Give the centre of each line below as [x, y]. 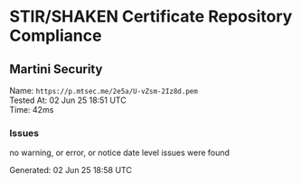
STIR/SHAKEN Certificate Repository [151, 17]
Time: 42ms [32, 110]
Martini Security [56, 69]
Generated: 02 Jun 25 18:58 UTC [71, 170]
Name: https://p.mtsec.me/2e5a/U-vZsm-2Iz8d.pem [104, 91]
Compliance [56, 36]
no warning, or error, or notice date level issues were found [120, 153]
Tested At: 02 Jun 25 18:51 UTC [68, 100]
